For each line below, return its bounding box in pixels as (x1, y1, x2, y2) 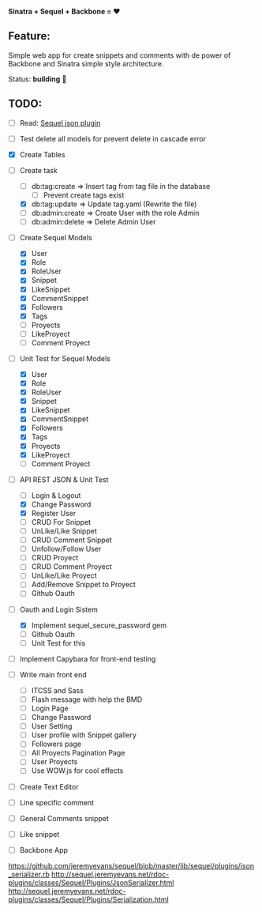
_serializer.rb (8, 869, 50, 879)
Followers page (31, 739, 81, 749)
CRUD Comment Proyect (31, 562, 112, 571)
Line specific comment (19, 797, 95, 807)
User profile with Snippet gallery (31, 730, 137, 740)
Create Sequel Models (19, 233, 92, 243)
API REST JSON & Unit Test (19, 474, 109, 484)
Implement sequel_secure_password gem (31, 620, 167, 630)
